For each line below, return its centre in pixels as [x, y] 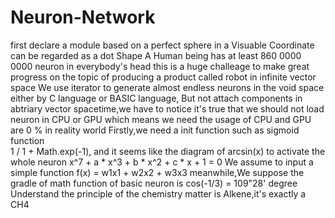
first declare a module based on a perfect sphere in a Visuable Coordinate [162, 45]
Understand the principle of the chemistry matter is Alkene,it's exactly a [158, 193]
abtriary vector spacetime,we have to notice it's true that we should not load [167, 108]
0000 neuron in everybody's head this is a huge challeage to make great [160, 66]
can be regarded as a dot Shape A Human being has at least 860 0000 [156, 55]
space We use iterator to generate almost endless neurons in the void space [167, 87]
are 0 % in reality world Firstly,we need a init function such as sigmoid [155, 130]
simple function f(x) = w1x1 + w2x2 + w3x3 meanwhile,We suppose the [157, 172]
